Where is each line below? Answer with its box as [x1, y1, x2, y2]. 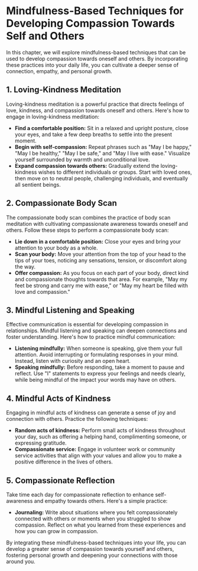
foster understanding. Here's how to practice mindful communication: [6, 333, 176, 340]
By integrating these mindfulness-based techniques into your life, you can [6, 539, 186, 546]
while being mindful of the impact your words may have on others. [14, 377, 176, 384]
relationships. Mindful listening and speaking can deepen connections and [6, 327, 187, 335]
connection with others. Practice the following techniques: [6, 416, 148, 423]
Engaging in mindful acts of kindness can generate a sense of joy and [6, 409, 176, 416]
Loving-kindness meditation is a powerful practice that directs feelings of [6, 100, 184, 108]
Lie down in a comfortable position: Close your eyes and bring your [14, 238, 181, 245]
